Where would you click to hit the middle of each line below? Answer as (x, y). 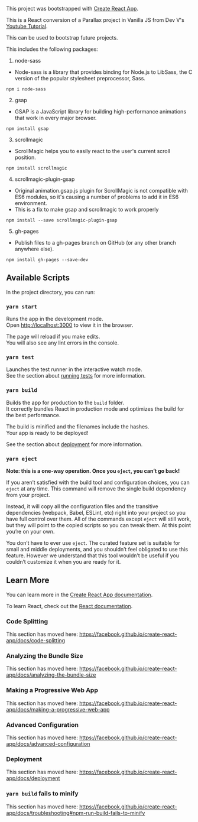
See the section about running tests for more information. (76, 376)
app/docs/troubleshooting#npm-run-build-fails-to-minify (76, 813)
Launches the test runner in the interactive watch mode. (74, 369)
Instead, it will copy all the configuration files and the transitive (82, 506)
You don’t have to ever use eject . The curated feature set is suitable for (93, 543)
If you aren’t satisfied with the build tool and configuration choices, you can (98, 482)
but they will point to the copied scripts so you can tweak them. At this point (98, 525)
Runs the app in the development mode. (55, 319)
